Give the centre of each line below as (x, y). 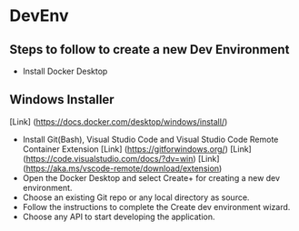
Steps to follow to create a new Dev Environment (149, 50)
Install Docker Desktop (65, 71)
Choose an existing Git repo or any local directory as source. (136, 197)
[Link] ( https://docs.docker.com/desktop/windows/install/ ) (119, 121)
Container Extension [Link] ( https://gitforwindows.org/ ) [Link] (137, 149)
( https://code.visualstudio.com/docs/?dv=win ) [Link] (121, 158)
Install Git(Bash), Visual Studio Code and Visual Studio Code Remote (150, 139)
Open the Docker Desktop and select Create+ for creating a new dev (151, 177)
